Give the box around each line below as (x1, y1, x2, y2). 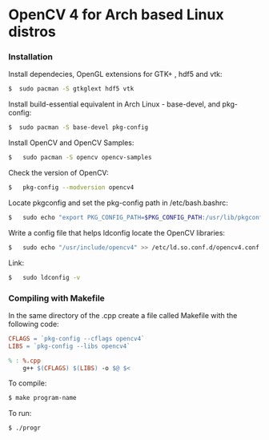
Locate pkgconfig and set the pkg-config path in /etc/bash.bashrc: (8, 198, 228, 208)
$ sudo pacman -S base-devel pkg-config (8, 123, 149, 131)
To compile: (8, 378, 47, 388)
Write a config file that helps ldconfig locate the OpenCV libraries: (8, 228, 226, 237)
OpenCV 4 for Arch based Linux (8, 6, 224, 24)
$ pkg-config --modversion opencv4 (8, 184, 134, 192)
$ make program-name (8, 394, 78, 402)
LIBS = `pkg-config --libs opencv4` (8, 342, 130, 350)
